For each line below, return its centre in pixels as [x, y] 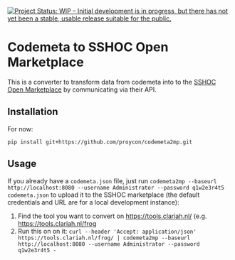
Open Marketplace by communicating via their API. [82, 90]
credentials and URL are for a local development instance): [93, 202]
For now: [20, 129]
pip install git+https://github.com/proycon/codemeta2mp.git [100, 142]
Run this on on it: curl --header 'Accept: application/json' [107, 231]
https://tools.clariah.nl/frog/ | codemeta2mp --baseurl [104, 238]
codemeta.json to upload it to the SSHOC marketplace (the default [104, 195]
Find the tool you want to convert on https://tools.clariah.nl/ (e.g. [112, 216]
